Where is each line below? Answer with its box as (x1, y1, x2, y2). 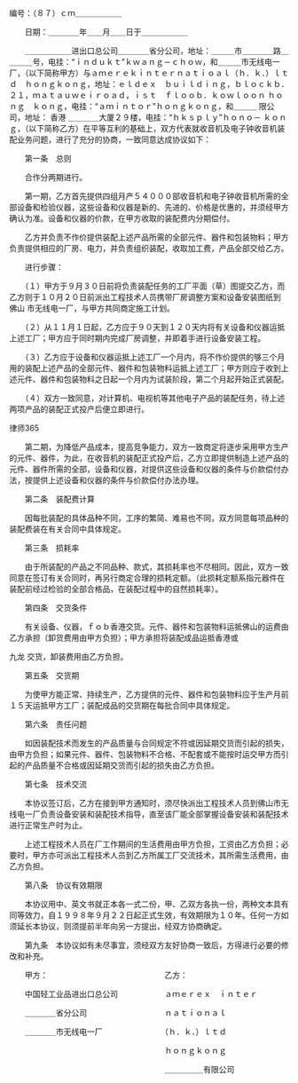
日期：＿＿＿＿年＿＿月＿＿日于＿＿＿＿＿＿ (24, 27, 188, 37)
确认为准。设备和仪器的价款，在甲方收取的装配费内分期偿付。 (9, 213, 235, 224)
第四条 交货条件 (24, 603, 87, 613)
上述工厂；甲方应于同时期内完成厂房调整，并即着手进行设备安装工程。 (9, 333, 266, 344)
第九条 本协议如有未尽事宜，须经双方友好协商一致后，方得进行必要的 (24, 940, 281, 950)
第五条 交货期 (24, 670, 80, 681)
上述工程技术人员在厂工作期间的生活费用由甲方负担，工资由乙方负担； (24, 839, 281, 850)
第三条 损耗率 (24, 542, 80, 553)
